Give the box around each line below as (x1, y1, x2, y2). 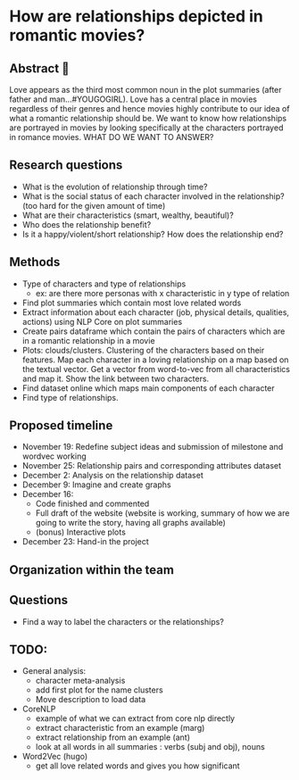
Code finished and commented (35, 498, 150, 510)
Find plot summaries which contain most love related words (21, 297, 242, 308)
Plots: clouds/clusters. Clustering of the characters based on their (21, 344, 265, 355)
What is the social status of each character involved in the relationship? (21, 190, 285, 202)
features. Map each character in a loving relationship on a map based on (21, 354, 289, 365)
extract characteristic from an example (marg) (35, 723, 205, 734)
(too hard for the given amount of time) (21, 200, 166, 211)
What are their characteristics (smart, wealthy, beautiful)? (21, 210, 234, 220)
